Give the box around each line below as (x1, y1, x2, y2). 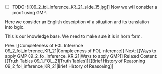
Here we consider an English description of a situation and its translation (5, 19, 149, 25)
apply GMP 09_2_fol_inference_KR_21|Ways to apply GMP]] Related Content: (5, 53, 158, 59)
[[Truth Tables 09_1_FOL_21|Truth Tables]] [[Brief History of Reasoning (5, 58, 145, 64)
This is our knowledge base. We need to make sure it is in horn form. (5, 33, 142, 39)
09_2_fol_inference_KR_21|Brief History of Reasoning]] (5, 63, 114, 69)
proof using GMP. (12, 10, 47, 15)
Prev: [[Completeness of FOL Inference (5, 43, 83, 49)
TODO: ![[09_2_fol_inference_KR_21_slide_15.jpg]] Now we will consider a (12, 4, 157, 10)
